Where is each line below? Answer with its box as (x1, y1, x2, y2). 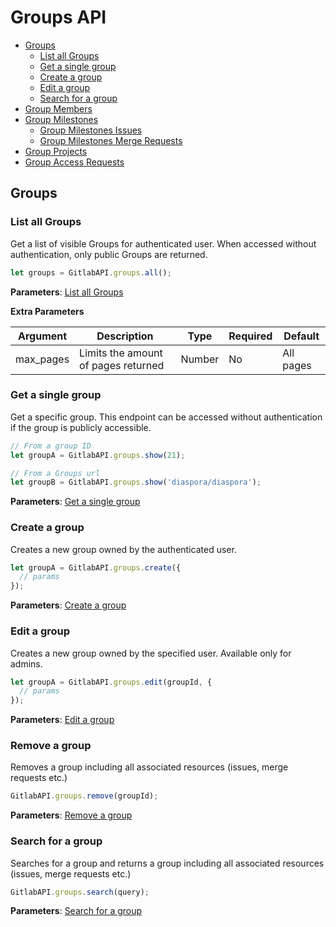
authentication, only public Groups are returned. (10, 248, 208, 260)
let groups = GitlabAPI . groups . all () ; (10, 267, 172, 278)
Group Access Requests (24, 156, 125, 168)
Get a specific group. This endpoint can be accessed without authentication (10, 411, 323, 423)
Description (96, 329, 154, 343)
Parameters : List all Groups (10, 286, 124, 298)
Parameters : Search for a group (10, 905, 143, 917)
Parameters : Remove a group (10, 809, 133, 821)
